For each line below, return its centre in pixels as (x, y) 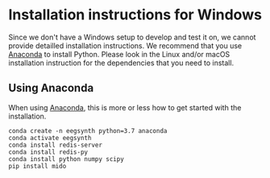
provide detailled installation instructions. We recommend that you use (125, 45)
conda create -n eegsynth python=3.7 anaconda (88, 130)
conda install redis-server (56, 145)
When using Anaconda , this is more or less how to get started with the (125, 107)
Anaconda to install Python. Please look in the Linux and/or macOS (119, 54)
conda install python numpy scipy (66, 159)
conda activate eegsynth (50, 138)
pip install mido (37, 166)
